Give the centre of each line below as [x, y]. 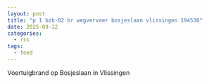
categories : [25, 33]
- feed [23, 53]
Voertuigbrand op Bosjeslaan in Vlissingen [69, 72]
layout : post [26, 14]
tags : [15, 46]
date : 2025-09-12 [33, 27]
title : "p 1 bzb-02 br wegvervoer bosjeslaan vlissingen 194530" [105, 20]
